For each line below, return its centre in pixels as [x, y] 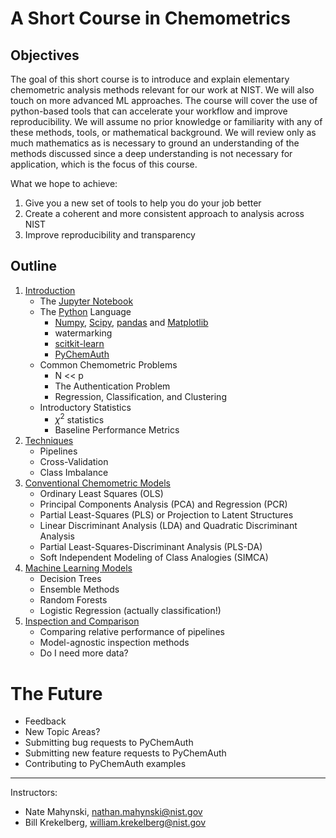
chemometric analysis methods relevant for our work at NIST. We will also [162, 90]
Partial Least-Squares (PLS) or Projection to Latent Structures [166, 515]
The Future [56, 693]
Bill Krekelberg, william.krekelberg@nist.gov [115, 823]
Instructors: [34, 793]
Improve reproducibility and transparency [110, 235]
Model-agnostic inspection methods [114, 643]
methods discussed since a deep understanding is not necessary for [151, 153]
